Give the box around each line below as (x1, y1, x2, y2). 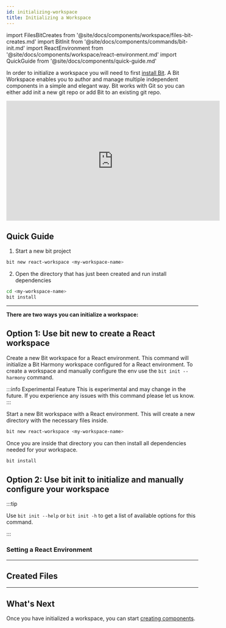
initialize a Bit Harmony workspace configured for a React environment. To (6, 361, 193, 368)
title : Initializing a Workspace (6, 15, 91, 21)
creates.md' (6, 38, 37, 45)
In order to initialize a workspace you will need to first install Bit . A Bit (6, 69, 180, 76)
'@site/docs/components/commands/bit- (84, 38, 188, 45)
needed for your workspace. (6, 446, 78, 453)
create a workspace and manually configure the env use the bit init (6, 367, 181, 375)
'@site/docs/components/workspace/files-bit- (76, 31, 193, 38)
